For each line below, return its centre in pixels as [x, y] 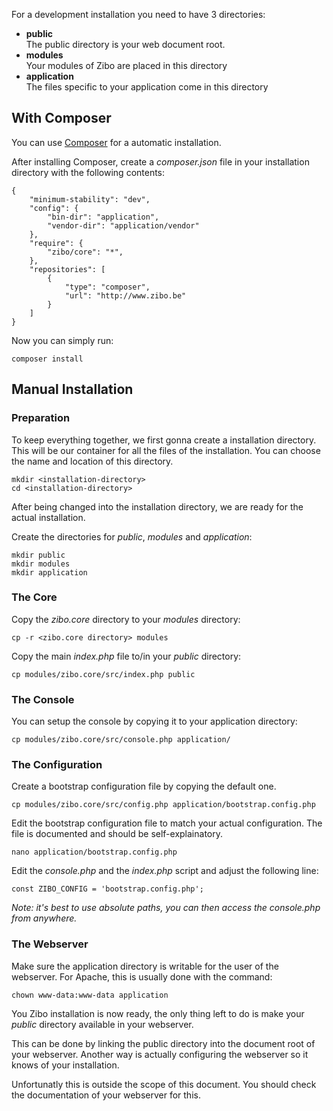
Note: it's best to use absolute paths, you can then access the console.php [166, 908]
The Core [34, 597]
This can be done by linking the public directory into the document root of [163, 1043]
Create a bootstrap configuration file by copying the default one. [144, 786]
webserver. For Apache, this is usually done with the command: [142, 976]
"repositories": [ [67, 269]
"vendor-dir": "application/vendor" [123, 225]
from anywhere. [44, 918]
